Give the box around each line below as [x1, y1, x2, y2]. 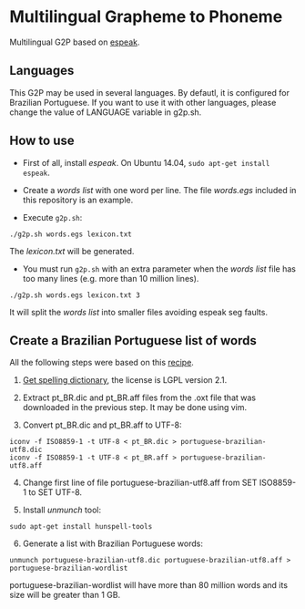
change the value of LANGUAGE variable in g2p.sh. [9, 107, 202, 118]
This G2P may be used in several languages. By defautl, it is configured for [9, 87, 290, 98]
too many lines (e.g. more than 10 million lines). [22, 273, 199, 284]
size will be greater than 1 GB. [9, 590, 121, 601]
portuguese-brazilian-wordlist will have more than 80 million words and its [9, 580, 289, 591]
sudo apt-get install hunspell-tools [9, 522, 153, 532]
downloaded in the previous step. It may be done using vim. [22, 402, 248, 413]
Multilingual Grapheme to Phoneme [9, 6, 283, 27]
